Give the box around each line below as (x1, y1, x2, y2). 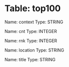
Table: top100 (4, 3, 61, 14)
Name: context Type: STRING (4, 19, 64, 25)
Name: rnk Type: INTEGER (4, 37, 57, 44)
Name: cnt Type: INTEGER (4, 28, 57, 34)
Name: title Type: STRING (4, 56, 56, 62)
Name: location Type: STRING (4, 47, 64, 53)
